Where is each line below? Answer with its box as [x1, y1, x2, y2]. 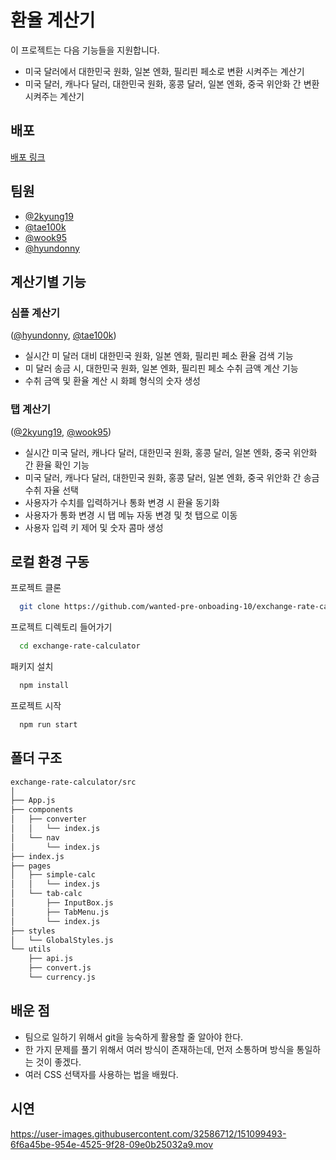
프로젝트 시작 [10, 699, 62, 711]
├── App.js [10, 796, 56, 806]
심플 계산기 [10, 306, 61, 320]
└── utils [10, 944, 52, 955]
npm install [19, 681, 70, 691]
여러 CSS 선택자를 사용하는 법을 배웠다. [24, 1068, 179, 1080]
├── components [10, 805, 74, 815]
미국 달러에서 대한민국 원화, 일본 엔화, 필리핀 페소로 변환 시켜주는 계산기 [24, 65, 305, 77]
